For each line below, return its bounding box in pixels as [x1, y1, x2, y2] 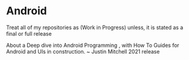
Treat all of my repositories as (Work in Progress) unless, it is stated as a [6, 24, 183, 31]
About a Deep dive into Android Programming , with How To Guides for [6, 42, 179, 49]
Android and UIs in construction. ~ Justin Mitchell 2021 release [6, 48, 160, 55]
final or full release [6, 30, 52, 37]
